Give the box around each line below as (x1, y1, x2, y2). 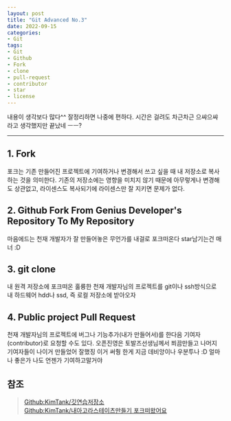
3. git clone (7, 264, 56, 275)
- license (7, 93, 36, 100)
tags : (7, 42, 23, 49)
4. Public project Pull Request (7, 311, 136, 323)
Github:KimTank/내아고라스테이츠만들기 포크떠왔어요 (23, 407, 167, 415)
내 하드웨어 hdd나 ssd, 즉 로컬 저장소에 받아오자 (7, 291, 136, 299)
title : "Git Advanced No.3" (7, 16, 88, 23)
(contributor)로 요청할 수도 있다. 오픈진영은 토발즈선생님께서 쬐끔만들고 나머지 (7, 339, 218, 348)
